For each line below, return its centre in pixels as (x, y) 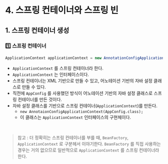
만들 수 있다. (34, 87)
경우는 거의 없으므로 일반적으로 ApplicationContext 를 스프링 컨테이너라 (88, 150)
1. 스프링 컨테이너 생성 (37, 30)
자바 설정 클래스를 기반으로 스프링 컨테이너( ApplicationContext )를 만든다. (85, 105)
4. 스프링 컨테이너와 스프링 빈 (62, 10)
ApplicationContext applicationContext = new (53, 58)
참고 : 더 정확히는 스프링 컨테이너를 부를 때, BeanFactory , (73, 137)
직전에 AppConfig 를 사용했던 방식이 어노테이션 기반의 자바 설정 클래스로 (82, 93)
